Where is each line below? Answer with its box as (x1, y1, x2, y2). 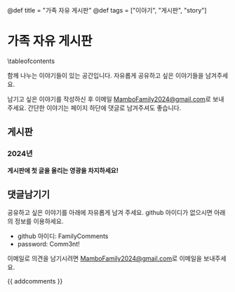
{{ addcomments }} (7, 277, 63, 286)
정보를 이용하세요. (14, 217, 64, 225)
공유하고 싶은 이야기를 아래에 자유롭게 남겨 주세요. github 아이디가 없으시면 (7, 209, 213, 217)
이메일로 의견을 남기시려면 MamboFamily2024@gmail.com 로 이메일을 (7, 254, 202, 263)
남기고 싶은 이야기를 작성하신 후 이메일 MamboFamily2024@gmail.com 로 (7, 95, 212, 103)
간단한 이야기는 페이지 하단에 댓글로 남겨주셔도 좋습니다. (27, 104, 182, 112)
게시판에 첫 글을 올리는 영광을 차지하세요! (7, 166, 119, 174)
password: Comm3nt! (17, 240, 80, 249)
